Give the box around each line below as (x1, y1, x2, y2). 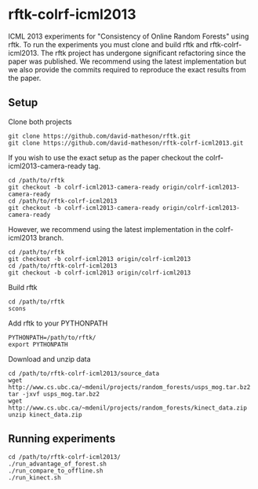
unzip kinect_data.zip (8, 410, 82, 418)
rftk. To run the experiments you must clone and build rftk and (8, 39, 209, 49)
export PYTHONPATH (8, 340, 68, 348)
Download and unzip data (8, 354, 92, 363)
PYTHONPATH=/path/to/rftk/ (8, 333, 96, 341)
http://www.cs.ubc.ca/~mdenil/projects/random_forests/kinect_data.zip (8, 403, 247, 412)
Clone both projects (8, 116, 72, 127)
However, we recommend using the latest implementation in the (8, 224, 214, 233)
